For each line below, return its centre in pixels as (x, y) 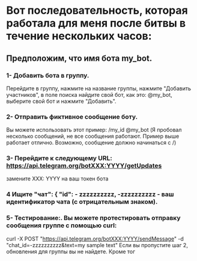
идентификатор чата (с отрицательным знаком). (82, 202)
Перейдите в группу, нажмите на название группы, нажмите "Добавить (98, 88)
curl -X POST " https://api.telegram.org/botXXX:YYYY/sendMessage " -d (95, 239)
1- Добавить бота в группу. (48, 75)
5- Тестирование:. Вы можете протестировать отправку (94, 218)
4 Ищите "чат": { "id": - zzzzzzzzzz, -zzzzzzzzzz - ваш (90, 194)
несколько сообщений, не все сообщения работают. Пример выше (93, 137)
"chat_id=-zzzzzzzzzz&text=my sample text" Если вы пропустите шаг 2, (97, 245)
